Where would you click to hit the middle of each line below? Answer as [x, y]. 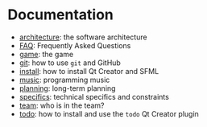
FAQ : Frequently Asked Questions [75, 45]
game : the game [46, 54]
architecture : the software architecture [83, 37]
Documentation [61, 15]
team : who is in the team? [62, 105]
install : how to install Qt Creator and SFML [89, 71]
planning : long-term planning [67, 88]
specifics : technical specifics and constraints [94, 96]
